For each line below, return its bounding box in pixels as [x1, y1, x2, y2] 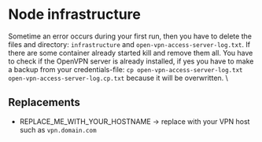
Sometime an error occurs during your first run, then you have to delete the [8, 31, 252, 41]
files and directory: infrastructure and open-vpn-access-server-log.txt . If [8, 39, 250, 49]
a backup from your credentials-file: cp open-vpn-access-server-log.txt [8, 64, 243, 74]
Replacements [8, 96, 81, 109]
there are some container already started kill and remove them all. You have [8, 48, 253, 57]
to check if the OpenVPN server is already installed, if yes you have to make [8, 56, 254, 66]
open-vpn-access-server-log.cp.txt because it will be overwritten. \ [8, 73, 228, 82]
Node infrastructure [8, 5, 142, 24]
